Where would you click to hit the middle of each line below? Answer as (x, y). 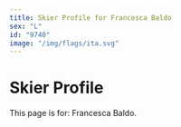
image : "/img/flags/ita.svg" (64, 43)
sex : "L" (26, 26)
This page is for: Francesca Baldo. (73, 113)
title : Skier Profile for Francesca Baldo (90, 18)
